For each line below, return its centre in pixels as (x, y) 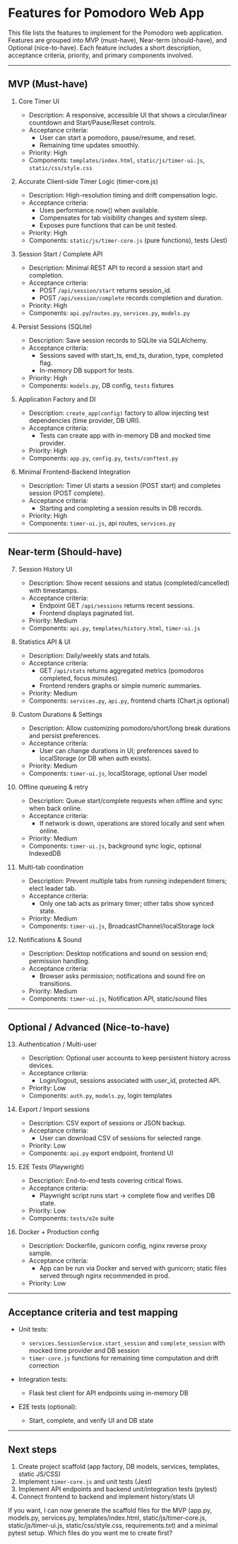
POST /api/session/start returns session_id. (106, 290)
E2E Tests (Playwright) (51, 1167)
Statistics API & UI (44, 642)
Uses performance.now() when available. (99, 210)
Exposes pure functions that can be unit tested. (108, 225)
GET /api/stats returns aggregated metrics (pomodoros (121, 670)
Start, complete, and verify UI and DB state (91, 1421)
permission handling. (59, 960)
